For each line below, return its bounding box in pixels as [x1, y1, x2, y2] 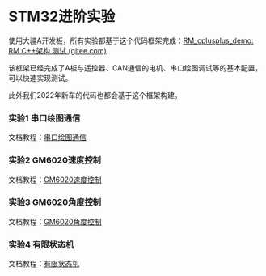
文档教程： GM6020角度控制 [8, 216, 102, 227]
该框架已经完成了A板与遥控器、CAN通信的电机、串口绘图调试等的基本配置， [8, 62, 263, 73]
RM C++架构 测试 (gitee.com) [8, 45, 107, 55]
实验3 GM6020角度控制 [8, 197, 102, 208]
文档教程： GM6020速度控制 [8, 175, 102, 185]
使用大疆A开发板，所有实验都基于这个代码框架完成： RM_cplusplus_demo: [8, 36, 254, 45]
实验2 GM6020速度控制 [8, 155, 101, 166]
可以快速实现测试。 [8, 73, 73, 83]
